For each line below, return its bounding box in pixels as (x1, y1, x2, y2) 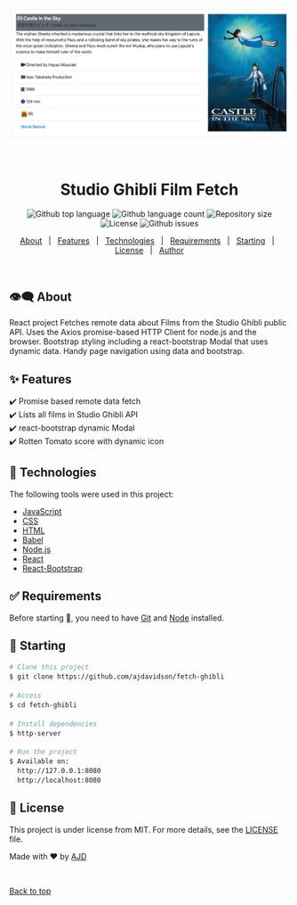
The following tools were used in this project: (9, 489, 174, 499)
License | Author (114, 245, 185, 256)
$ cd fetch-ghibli (9, 700, 77, 710)
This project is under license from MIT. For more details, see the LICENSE (9, 824, 278, 835)
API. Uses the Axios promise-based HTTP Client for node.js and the (9, 327, 257, 338)
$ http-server (9, 728, 62, 737)
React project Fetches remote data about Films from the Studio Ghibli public (9, 317, 287, 328)
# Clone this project (9, 662, 90, 672)
